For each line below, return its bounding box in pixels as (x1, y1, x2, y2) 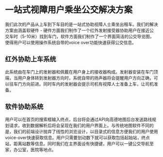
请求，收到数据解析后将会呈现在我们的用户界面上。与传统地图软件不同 (9, 122, 149, 128)
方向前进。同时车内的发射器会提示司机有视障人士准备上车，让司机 (21, 81, 154, 87)
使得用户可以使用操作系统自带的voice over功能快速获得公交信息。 (5, 39, 137, 45)
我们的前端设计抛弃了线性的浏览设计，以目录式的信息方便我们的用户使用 (13, 128, 158, 134)
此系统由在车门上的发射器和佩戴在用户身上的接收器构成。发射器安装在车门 (5, 69, 154, 75)
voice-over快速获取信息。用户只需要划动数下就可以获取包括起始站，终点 (5, 134, 150, 141)
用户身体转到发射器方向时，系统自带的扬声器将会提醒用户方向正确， (17, 75, 154, 80)
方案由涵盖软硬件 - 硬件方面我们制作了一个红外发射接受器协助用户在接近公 (5, 27, 154, 33)
